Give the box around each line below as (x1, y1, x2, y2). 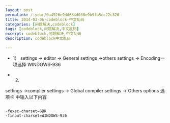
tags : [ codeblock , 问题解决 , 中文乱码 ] (5, 27, 79, 32)
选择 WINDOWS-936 (17, 61, 61, 67)
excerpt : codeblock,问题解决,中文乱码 (5, 31, 81, 36)
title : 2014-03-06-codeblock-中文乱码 (5, 17, 85, 22)
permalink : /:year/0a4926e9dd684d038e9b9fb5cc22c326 (5, 12, 120, 17)
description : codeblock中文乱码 (5, 36, 71, 41)
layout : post (5, 7, 33, 13)
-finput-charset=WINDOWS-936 (5, 113, 67, 118)
